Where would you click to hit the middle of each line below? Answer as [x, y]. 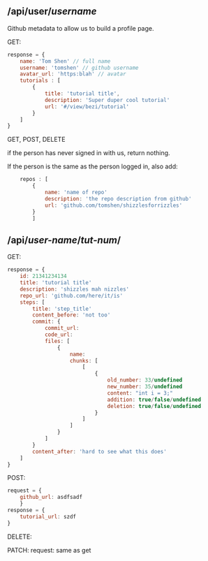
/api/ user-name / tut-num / [64, 240]
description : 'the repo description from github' [118, 198]
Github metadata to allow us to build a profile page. [81, 28]
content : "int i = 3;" [140, 393]
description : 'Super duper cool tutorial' [107, 100]
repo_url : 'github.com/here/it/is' [72, 296]
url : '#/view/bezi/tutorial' [87, 107]
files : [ [57, 341]
